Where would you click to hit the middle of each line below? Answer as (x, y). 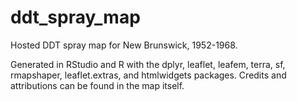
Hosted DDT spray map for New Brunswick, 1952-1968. (124, 45)
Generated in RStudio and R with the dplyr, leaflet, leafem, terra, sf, (148, 64)
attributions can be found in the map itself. (97, 85)
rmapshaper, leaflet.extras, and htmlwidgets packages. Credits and (148, 75)
